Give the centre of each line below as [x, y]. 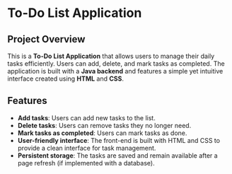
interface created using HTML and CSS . [65, 79]
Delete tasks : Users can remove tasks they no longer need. [104, 125]
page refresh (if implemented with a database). [86, 163]
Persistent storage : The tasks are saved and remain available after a [117, 155]
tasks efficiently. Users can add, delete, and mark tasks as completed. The [116, 64]
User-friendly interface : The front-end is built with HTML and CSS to [119, 140]
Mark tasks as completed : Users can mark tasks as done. [102, 133]
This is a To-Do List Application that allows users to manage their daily [111, 56]
